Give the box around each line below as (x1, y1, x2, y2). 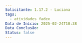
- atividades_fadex (9, 16, 50, 21)
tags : (5, 12, 16, 17)
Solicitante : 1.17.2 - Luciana (5, 7, 70, 12)
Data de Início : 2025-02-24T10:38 (5, 21, 77, 26)
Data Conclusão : (5, 26, 39, 31)
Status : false (5, 30, 35, 35)
